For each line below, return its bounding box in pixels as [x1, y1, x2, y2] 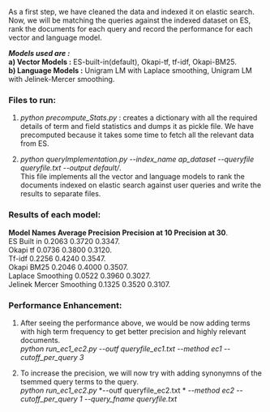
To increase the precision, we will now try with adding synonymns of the [19, 368, 262, 378]
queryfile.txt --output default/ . [19, 163, 122, 173]
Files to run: [8, 94, 57, 105]
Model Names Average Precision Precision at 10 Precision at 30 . [8, 227, 229, 238]
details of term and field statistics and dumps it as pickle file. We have [19, 122, 254, 131]
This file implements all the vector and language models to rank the [19, 172, 245, 182]
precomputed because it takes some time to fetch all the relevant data [19, 130, 255, 140]
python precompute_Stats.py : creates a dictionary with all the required [19, 113, 258, 122]
